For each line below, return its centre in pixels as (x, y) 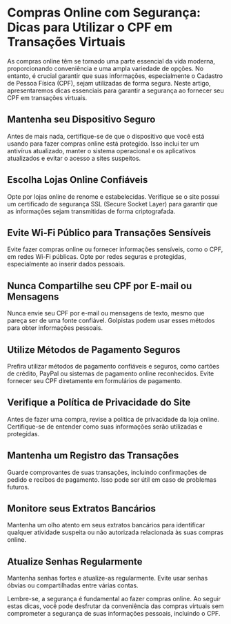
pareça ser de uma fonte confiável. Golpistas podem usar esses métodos (111, 321)
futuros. (18, 487)
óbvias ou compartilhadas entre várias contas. (73, 585)
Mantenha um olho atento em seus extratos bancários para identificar (106, 525)
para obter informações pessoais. (55, 328)
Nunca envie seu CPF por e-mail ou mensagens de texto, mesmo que (106, 313)
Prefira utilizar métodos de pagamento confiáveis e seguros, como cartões (113, 366)
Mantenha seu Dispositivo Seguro (81, 120)
